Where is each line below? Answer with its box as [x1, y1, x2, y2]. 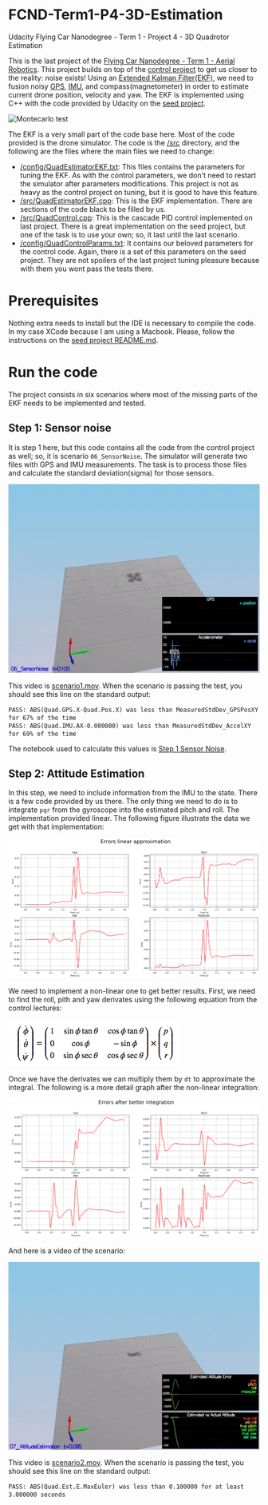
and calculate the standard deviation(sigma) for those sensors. [8, 468, 215, 477]
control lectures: [8, 1003, 62, 1013]
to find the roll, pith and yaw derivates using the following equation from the [8, 995, 258, 1005]
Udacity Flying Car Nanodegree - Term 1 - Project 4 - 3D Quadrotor [8, 32, 230, 42]
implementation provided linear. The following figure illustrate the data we [8, 814, 250, 823]
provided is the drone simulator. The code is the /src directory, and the [8, 137, 241, 147]
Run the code [8, 364, 98, 381]
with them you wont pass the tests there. [19, 264, 154, 273]
